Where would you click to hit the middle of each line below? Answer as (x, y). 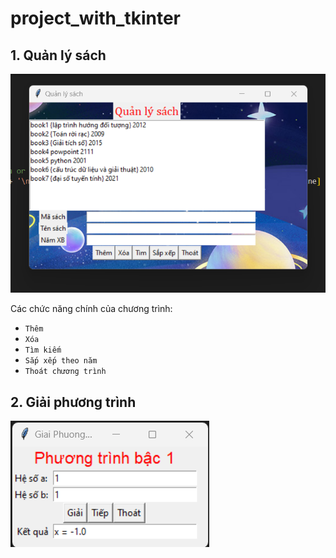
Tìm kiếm (43, 350)
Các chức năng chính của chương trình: (91, 309)
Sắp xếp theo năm (61, 361)
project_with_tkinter (95, 18)
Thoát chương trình (65, 372)
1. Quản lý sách (58, 55)
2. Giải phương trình (73, 402)
